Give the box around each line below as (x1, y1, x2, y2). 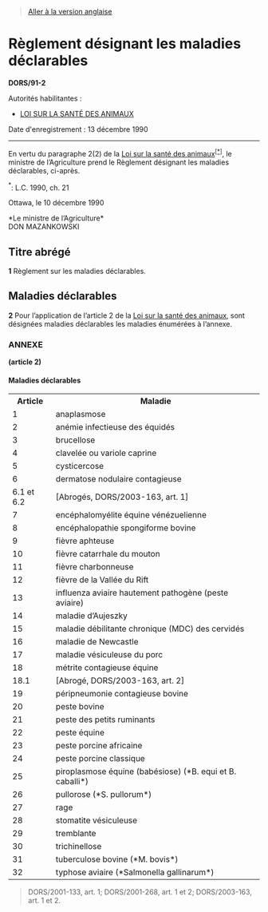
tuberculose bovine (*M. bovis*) (55, 854, 179, 865)
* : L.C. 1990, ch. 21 (8, 181, 69, 192)
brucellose (55, 434, 96, 446)
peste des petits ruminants (55, 714, 156, 725)
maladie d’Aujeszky (55, 610, 128, 621)
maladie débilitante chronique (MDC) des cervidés (55, 623, 245, 634)
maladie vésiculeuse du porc (55, 649, 164, 660)
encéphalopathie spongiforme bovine (55, 522, 196, 533)
